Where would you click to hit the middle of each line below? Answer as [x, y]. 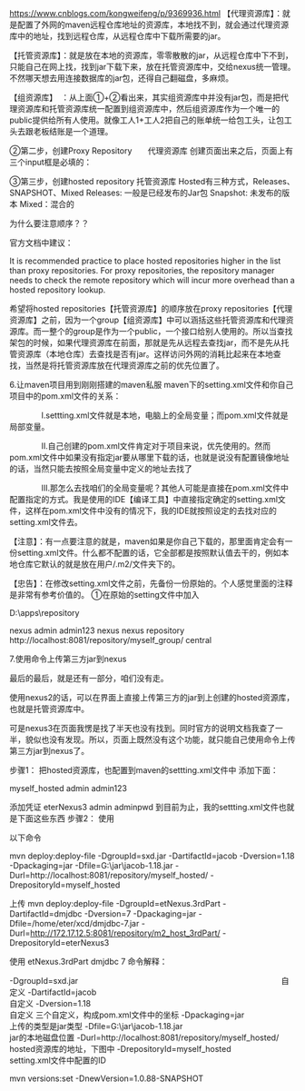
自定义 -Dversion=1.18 [50, 1003]
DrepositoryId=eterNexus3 [59, 942]
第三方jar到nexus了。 [49, 751]
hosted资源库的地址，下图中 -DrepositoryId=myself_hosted [120, 1049]
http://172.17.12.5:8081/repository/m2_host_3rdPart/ [125, 933]
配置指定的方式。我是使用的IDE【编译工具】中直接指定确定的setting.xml [144, 499]
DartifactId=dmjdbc [46, 914]
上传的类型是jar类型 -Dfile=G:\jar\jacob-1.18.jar [96, 1026]
